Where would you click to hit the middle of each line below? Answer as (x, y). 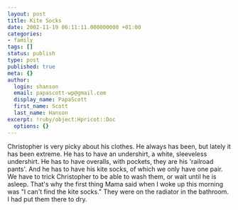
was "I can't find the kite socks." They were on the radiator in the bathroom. (118, 192)
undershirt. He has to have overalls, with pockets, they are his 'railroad (110, 161)
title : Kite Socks (34, 21)
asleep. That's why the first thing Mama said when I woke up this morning (115, 184)
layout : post (27, 14)
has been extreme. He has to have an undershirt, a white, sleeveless (107, 154)
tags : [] (20, 47)
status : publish (31, 54)
